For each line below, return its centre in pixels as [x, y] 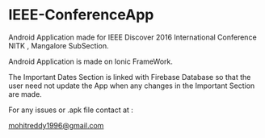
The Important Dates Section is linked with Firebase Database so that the [130, 77]
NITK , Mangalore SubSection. [59, 45]
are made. [25, 94]
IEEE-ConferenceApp [81, 15]
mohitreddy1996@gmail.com [56, 125]
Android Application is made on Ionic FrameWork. [91, 61]
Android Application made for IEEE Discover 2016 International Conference [132, 37]
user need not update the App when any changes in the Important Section [132, 86]
